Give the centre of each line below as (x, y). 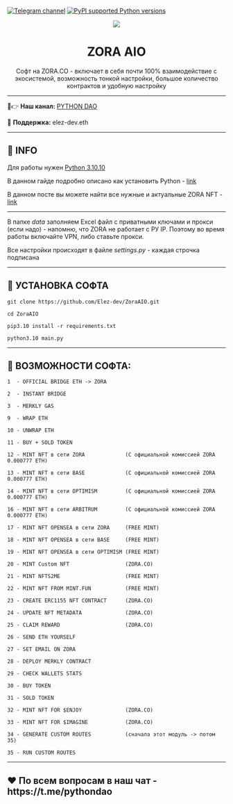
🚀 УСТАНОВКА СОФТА (58, 286)
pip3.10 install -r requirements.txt (62, 326)
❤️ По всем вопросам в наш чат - (82, 781)
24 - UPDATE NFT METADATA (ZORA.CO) (80, 613)
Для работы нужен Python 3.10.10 (56, 167)
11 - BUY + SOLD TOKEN (40, 443)
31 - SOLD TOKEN (31, 698)
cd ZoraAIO (23, 314)
